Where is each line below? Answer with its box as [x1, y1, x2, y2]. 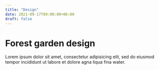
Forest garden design [5, 37, 96, 49]
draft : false [5, 16, 32, 21]
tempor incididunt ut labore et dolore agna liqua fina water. [5, 59, 126, 65]
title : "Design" [5, 7, 39, 12]
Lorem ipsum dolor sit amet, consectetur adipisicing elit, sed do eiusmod [5, 54, 155, 60]
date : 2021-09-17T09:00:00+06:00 [5, 12, 75, 17]
